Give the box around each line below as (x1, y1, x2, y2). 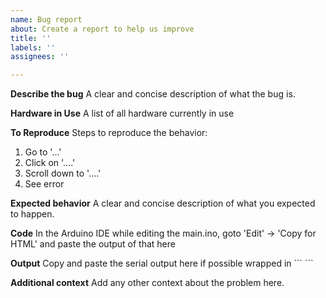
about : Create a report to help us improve (10, 24, 195, 34)
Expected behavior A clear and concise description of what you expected (10, 197, 316, 210)
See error (24, 178, 65, 190)
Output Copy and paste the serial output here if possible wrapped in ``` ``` (10, 257, 314, 270)
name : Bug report (10, 14, 83, 25)
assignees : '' (10, 52, 70, 62)
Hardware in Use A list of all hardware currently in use (10, 107, 235, 120)
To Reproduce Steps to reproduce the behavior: (10, 127, 208, 139)
